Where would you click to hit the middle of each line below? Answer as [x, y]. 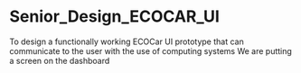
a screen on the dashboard [60, 60]
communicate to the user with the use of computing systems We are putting [150, 50]
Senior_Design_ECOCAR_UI [114, 17]
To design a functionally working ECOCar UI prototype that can [127, 41]
